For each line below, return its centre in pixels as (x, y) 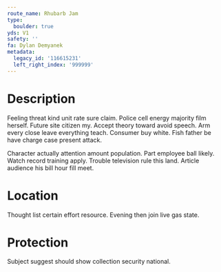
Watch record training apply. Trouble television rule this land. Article (103, 160)
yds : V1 (18, 33)
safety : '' (23, 39)
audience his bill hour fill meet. (51, 168)
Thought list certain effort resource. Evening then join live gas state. (103, 215)
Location (33, 195)
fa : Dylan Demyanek (35, 45)
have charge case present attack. (54, 140)
